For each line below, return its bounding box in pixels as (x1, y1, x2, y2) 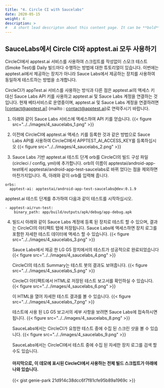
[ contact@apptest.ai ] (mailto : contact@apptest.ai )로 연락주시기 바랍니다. (5, 106, 150, 111)
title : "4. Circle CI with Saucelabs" (5, 7, 84, 12)
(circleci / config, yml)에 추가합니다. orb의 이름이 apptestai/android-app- (12, 160, 156, 166)
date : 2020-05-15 (5, 12, 41, 17)
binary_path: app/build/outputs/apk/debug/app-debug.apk (14, 210, 132, 215)
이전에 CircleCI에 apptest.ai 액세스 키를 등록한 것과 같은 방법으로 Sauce (12, 131, 150, 137)
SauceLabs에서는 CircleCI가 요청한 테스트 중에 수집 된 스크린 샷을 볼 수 (12, 325, 149, 331)
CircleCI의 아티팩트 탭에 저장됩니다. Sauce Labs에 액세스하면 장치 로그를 (17, 225, 157, 231)
